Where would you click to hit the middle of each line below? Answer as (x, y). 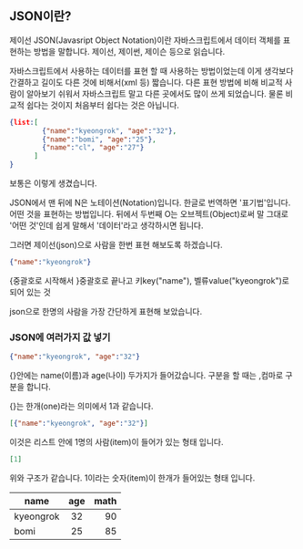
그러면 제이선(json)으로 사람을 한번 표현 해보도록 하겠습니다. (116, 245)
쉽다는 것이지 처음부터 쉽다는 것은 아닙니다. (103, 105)
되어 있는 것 (30, 292)
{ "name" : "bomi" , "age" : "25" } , (99, 140)
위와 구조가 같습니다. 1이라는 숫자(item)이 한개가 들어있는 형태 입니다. (132, 478)
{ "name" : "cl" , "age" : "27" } (93, 148)
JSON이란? (40, 16)
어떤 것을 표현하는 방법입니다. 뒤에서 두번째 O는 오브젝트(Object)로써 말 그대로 (149, 214)
